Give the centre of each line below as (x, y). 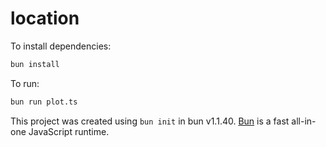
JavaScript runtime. (69, 131)
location (45, 18)
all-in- (304, 121)
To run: (25, 83)
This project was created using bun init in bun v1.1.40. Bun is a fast (150, 121)
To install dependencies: (61, 46)
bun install (35, 64)
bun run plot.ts (44, 102)
